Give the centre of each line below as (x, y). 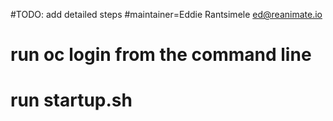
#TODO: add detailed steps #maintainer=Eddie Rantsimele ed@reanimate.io (166, 14)
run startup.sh (71, 100)
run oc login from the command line (161, 55)
